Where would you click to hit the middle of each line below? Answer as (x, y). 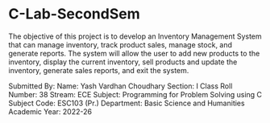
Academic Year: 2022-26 (50, 111)
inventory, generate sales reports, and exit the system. (99, 70)
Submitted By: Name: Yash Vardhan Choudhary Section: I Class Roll (120, 86)
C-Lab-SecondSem (74, 14)
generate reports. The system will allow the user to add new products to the (134, 53)
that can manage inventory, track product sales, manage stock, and (120, 44)
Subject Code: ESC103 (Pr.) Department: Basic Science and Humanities (127, 103)
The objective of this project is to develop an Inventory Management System (135, 36)
